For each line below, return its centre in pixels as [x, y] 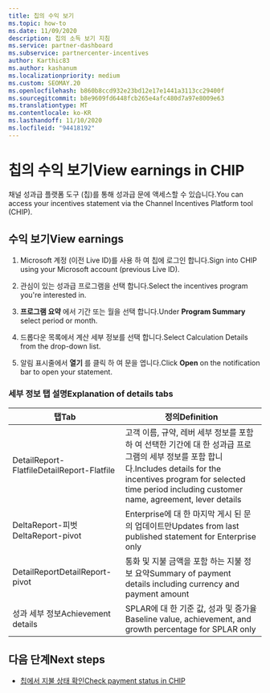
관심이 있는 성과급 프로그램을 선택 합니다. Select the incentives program [134, 286]
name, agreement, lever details [183, 499]
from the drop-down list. [60, 346]
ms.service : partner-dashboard [61, 46]
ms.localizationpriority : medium [64, 76]
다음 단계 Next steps [57, 660]
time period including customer [184, 489]
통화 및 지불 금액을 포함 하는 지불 [184, 561]
